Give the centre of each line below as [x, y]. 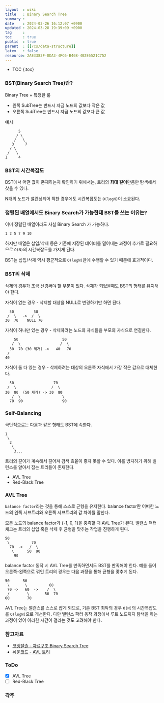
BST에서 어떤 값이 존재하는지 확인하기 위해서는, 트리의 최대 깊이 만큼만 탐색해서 [81, 182]
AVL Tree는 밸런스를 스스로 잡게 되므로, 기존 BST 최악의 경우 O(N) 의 [70, 608]
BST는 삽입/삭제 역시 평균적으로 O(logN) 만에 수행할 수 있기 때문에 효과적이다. [79, 260]
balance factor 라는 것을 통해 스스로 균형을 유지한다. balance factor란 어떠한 [80, 506]
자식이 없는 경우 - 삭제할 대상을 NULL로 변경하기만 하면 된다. [63, 302]
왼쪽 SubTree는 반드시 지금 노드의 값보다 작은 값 [58, 105]
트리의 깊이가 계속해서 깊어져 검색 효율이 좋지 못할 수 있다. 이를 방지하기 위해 [78, 461]
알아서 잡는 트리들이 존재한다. [46, 467]
